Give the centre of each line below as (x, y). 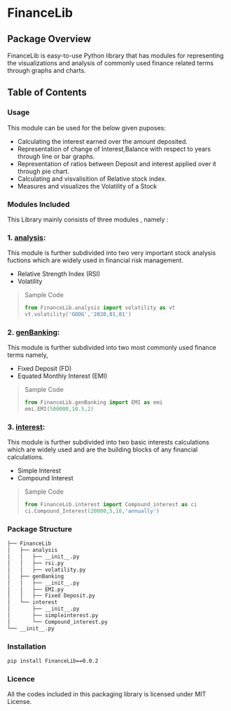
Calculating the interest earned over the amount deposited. (102, 141)
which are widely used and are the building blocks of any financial (103, 449)
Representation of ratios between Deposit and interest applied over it (117, 163)
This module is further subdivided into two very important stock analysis (112, 253)
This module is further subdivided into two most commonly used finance (112, 348)
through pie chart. (43, 171)
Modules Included (38, 204)
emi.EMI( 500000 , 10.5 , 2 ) (59, 409)
